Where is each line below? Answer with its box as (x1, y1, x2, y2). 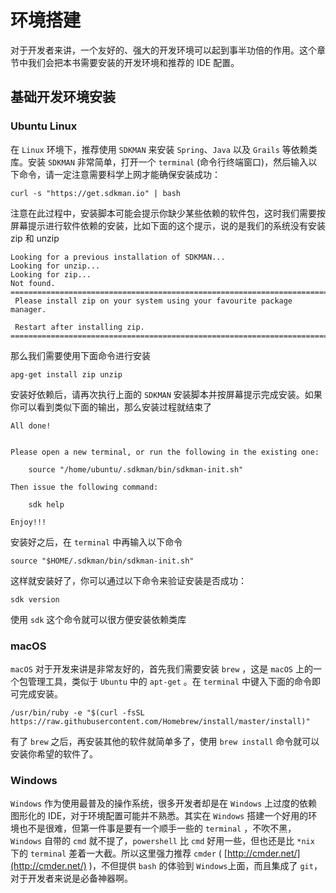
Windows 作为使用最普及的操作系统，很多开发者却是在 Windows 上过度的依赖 (10, 797, 318, 810)
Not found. (10, 278, 56, 288)
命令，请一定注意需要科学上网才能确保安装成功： (18, 168, 221, 180)
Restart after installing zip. (14, 322, 145, 332)
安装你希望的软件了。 (10, 747, 98, 760)
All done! (10, 421, 52, 431)
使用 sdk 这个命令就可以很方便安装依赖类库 (10, 613, 187, 625)
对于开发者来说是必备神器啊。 (10, 872, 133, 885)
